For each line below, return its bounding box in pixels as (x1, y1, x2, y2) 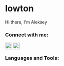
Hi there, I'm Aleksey (5, 19, 48, 25)
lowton (5, 3, 34, 14)
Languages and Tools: (5, 55, 59, 62)
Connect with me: (5, 31, 49, 38)
